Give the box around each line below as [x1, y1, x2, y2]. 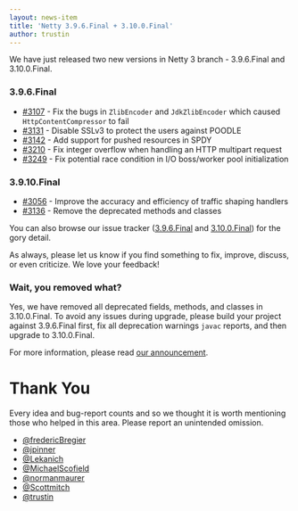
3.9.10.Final [9, 176, 61, 188]
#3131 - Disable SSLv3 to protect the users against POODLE [21, 125, 242, 136]
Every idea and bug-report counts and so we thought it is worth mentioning [9, 408, 286, 419]
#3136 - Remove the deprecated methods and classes [21, 205, 222, 216]
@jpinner [21, 444, 56, 455]
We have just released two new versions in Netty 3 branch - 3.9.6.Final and [9, 54, 286, 65]
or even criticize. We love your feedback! [9, 259, 161, 269]
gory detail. [9, 232, 52, 243]
